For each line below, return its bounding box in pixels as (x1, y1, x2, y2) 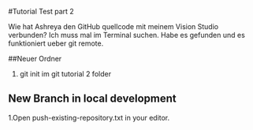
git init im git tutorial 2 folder (19, 69, 112, 78)
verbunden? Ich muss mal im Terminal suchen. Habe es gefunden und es (8, 31, 246, 39)
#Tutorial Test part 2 (8, 7, 75, 16)
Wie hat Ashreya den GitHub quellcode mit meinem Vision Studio (8, 22, 219, 31)
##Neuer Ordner (8, 54, 62, 63)
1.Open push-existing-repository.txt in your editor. (8, 113, 170, 122)
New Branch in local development (8, 92, 177, 106)
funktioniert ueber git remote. (8, 39, 104, 48)
